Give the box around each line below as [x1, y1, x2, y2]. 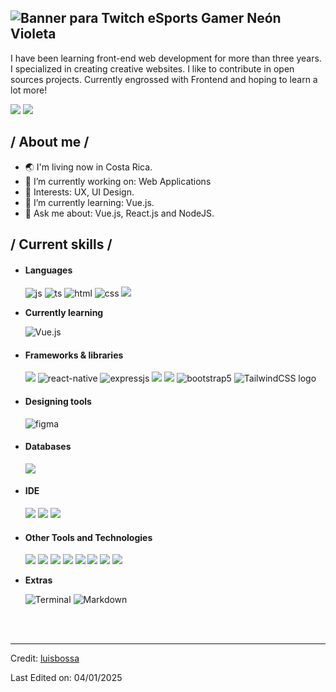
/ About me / [10, 134, 90, 151]
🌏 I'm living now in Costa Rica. [24, 161, 153, 173]
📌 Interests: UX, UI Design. [24, 186, 135, 198]
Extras [24, 574, 53, 586]
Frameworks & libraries [24, 349, 124, 361]
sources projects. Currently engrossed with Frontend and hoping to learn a [10, 73, 318, 85]
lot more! [10, 84, 48, 96]
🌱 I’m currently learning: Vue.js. [24, 196, 155, 208]
